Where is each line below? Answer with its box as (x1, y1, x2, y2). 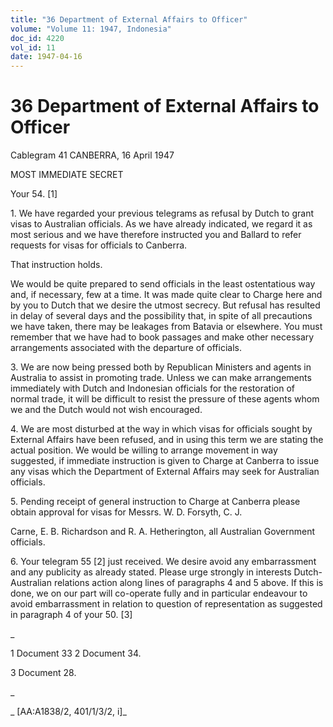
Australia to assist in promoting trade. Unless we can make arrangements (10, 372, 312, 384)
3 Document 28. (10, 667, 77, 679)
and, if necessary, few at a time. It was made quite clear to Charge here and (10, 289, 323, 301)
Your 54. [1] (10, 188, 58, 200)
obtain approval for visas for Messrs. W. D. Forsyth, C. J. (10, 506, 243, 518)
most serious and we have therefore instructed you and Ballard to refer (10, 229, 302, 241)
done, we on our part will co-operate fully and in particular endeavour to (10, 587, 308, 600)
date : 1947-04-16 (10, 52, 83, 62)
